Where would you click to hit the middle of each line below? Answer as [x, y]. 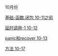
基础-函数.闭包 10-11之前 [29, 18]
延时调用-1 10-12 [21, 28]
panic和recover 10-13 [26, 38]
